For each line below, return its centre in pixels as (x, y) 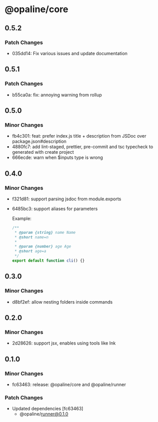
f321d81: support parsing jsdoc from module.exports (67, 199)
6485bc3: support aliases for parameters (55, 208)
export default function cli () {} (48, 261)
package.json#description (39, 141)
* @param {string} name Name (45, 232)
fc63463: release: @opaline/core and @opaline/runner (69, 385)
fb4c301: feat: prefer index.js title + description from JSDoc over (79, 136)
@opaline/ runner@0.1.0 (44, 414)
